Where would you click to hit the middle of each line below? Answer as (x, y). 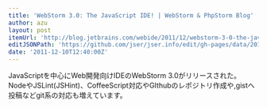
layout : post (30, 30)
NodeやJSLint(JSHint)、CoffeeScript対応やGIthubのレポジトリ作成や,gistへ (132, 85)
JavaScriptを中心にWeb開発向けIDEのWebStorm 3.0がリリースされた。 (124, 75)
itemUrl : (23, 37)
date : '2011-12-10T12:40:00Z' (58, 52)
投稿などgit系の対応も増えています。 (68, 95)
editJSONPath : (32, 45)
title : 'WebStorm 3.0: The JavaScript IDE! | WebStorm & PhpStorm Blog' (131, 15)
